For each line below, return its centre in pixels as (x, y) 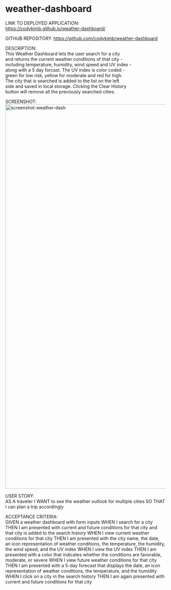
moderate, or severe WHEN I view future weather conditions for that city (81, 560)
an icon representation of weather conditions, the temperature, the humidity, (85, 544)
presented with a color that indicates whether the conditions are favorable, (83, 554)
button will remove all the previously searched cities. (60, 91)
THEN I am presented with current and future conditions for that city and (81, 527)
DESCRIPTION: (21, 48)
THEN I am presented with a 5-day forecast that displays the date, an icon (83, 565)
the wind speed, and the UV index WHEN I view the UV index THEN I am (81, 549)
